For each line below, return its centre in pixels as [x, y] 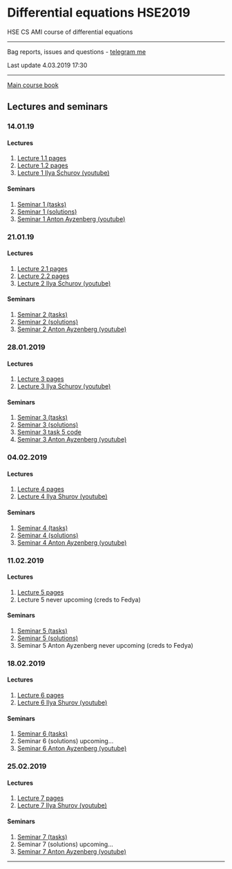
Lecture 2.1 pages [42, 268]
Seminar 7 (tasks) [42, 837]
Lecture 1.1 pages [42, 158]
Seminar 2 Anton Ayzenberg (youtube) [72, 329]
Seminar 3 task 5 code [49, 432]
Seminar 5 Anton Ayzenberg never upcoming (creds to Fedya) [105, 645]
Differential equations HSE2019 [99, 13]
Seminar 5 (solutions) [47, 638]
